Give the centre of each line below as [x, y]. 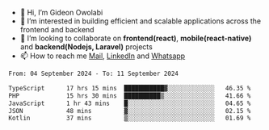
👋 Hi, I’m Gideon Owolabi [61, 13]
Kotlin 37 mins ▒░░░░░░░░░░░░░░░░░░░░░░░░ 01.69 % [130, 118]
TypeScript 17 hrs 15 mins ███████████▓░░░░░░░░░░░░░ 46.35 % [130, 88]
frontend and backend [57, 29]
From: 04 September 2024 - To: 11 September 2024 [94, 73]
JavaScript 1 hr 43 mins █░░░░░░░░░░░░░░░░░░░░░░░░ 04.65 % [130, 103]
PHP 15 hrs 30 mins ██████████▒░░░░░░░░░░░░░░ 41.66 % [130, 96]
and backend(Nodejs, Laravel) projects [86, 47]
